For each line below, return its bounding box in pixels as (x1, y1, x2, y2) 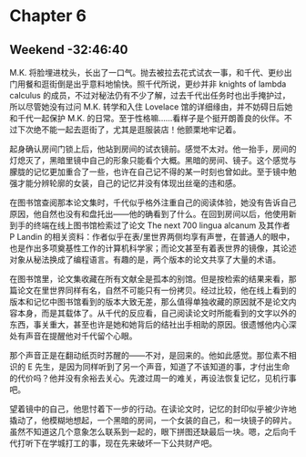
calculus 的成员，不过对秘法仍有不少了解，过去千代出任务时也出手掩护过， (9, 90, 291, 100)
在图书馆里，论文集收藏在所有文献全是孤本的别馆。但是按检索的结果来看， (9, 274, 289, 284)
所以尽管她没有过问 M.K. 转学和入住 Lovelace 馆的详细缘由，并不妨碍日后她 (9, 101, 293, 112)
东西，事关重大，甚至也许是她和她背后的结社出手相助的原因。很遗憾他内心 (9, 319, 289, 329)
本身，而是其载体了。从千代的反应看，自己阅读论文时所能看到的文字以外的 (16, 307, 297, 318)
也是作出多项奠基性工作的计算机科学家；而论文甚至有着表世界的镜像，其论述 (9, 243, 297, 254)
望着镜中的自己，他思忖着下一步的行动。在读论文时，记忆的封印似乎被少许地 (9, 403, 297, 414)
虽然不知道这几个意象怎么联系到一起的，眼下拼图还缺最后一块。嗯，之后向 (9, 426, 289, 437)
